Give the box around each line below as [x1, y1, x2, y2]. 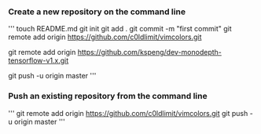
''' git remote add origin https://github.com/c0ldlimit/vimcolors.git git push [8, 108, 248, 118]
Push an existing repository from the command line [8, 91, 208, 102]
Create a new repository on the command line [8, 6, 186, 17]
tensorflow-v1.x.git [8, 56, 69, 65]
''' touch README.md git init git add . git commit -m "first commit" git [8, 24, 232, 34]
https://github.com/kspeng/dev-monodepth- [77, 48, 222, 57]
